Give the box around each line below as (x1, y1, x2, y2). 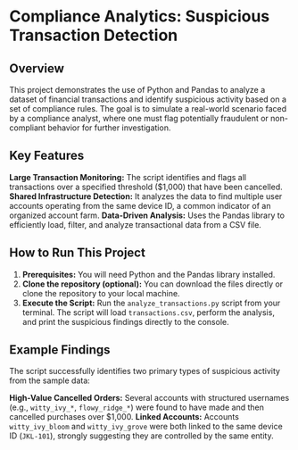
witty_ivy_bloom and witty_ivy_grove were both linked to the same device (9, 421, 283, 432)
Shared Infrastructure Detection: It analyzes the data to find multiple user (9, 190, 283, 202)
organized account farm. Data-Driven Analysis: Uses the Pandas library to (9, 210, 286, 221)
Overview (9, 61, 65, 76)
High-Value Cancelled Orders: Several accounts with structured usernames (9, 393, 290, 404)
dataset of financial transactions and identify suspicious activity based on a (9, 94, 287, 104)
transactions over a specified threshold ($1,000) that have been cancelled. (9, 181, 283, 192)
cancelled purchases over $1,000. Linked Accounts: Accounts (9, 412, 239, 422)
